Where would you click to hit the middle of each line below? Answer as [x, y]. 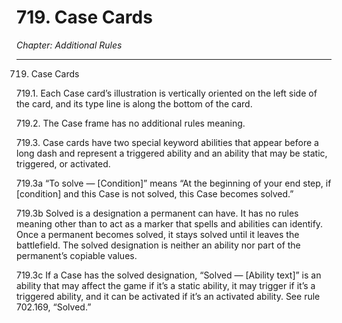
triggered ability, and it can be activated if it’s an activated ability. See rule [168, 296]
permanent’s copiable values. [77, 255]
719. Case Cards [84, 17]
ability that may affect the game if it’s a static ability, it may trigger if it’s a [166, 285]
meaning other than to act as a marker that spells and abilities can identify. [170, 223]
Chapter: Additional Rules [69, 45]
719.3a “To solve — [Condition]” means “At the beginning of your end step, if [174, 183]
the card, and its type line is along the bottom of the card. [134, 103]
